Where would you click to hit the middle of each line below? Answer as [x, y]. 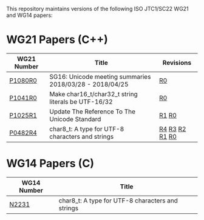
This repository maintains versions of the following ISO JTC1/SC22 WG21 [98, 9]
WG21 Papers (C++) [57, 40]
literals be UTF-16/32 [81, 101]
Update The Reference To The [92, 112]
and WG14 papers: [29, 15]
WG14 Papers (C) [50, 164]
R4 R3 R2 [172, 128]
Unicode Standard [75, 119]
